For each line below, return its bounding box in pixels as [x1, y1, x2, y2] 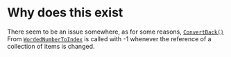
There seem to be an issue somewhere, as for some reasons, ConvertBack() [7, 27, 224, 36]
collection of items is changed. [7, 42, 95, 50]
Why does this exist [7, 5, 123, 21]
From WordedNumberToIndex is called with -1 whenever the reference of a [7, 34, 212, 43]
